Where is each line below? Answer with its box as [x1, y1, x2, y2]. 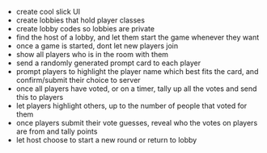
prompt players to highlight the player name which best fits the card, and [15, 67, 259, 76]
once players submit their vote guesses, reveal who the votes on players [15, 118, 258, 127]
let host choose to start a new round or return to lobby [15, 135, 197, 144]
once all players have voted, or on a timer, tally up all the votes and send [15, 84, 257, 93]
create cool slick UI [15, 7, 81, 16]
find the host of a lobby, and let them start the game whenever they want [15, 32, 260, 42]
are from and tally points [15, 126, 98, 136]
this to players [15, 93, 64, 101]
